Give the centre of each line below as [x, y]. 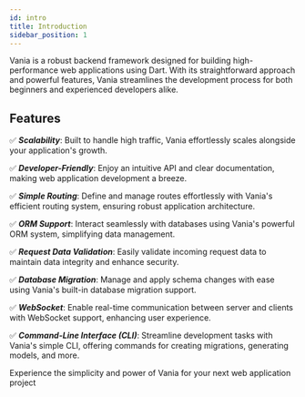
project [23, 382]
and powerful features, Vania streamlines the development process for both [151, 80]
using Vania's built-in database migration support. [103, 290]
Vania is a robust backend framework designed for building [120, 61]
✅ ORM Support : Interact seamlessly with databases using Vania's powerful [152, 224]
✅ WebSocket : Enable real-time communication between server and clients [152, 308]
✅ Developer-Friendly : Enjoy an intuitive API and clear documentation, [142, 168]
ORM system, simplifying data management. [92, 234]
